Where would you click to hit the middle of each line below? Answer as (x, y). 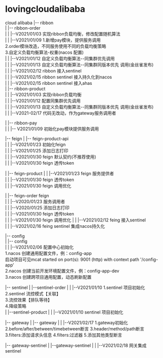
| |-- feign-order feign (27, 195)
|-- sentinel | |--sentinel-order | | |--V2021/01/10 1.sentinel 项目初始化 (75, 287)
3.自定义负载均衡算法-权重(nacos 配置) (44, 52)
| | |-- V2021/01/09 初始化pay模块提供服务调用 (52, 129)
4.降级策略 (16, 306)
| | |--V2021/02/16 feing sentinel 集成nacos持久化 (55, 226)
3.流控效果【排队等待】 (29, 300)
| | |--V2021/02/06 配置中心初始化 (39, 247)
